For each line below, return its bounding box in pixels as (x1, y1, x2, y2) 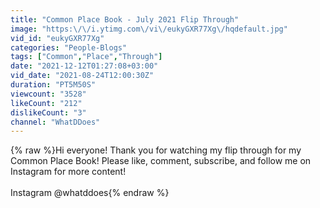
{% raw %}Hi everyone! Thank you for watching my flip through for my (10, 144, 302, 156)
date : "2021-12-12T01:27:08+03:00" (10, 61, 159, 71)
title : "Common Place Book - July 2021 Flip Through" (10, 14, 240, 25)
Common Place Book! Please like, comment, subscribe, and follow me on (10, 155, 312, 167)
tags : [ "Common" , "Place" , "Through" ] (10, 52, 163, 62)
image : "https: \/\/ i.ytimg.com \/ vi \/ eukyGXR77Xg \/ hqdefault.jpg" (10, 24, 288, 34)
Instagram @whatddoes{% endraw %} (10, 187, 170, 199)
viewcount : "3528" (10, 89, 87, 99)
